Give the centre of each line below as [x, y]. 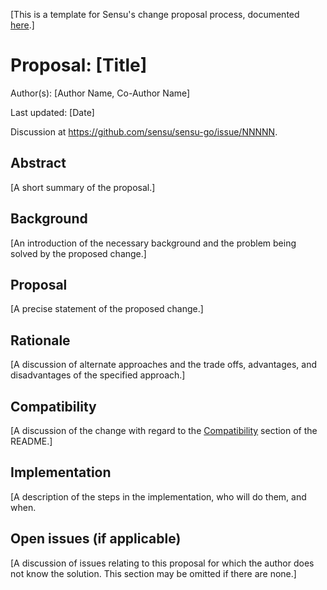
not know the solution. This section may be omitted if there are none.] [153, 573]
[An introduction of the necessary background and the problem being [153, 243]
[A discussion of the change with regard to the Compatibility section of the [164, 430]
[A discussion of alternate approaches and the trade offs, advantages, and [164, 365]
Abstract [38, 163]
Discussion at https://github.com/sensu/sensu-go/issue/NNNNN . [144, 131]
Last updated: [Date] [52, 112]
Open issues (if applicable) [96, 539]
